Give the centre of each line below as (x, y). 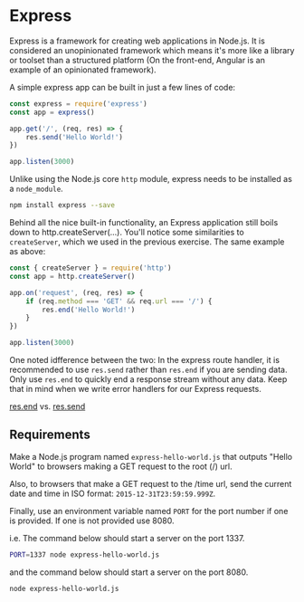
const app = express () (52, 112)
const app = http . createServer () (72, 276)
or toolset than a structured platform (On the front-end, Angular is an (137, 60)
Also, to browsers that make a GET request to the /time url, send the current (151, 483)
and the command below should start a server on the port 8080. (129, 572)
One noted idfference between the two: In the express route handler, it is (145, 360)
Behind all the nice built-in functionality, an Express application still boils (144, 223)
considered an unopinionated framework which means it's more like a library (152, 50)
